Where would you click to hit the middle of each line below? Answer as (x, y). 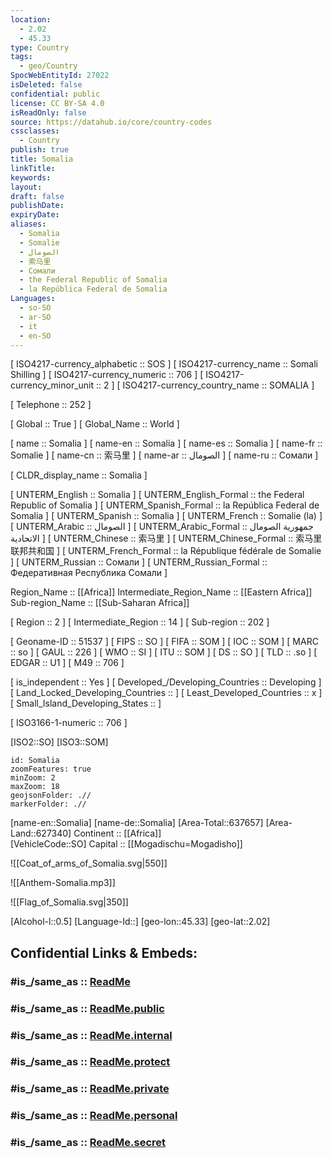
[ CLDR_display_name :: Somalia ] (79, 475)
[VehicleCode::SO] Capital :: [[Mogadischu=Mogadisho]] (126, 844)
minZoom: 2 (33, 778)
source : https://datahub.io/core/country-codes (111, 122)
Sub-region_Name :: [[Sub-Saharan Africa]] (100, 603)
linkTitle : (33, 168)
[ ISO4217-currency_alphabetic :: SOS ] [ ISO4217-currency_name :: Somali (164, 364)
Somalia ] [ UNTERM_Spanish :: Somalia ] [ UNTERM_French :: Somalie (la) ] (166, 516)
